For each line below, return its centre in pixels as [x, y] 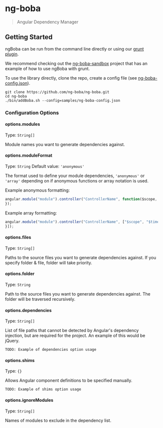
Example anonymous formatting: [38, 190]
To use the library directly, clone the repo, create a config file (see [71, 78]
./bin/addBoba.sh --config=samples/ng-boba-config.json [63, 100]
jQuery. [12, 341]
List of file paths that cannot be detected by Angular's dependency [72, 330]
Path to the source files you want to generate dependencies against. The [78, 294]
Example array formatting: [31, 213]
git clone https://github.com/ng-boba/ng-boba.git [57, 92]
